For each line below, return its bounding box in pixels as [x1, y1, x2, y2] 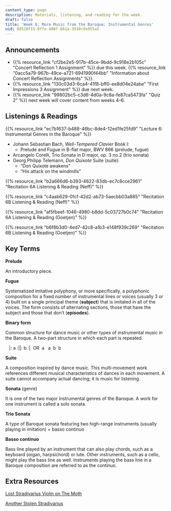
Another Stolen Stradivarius [5, 500, 63, 507]
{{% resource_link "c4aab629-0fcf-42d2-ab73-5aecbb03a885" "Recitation [5, 193, 164, 200]
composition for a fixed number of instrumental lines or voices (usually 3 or [5, 293, 163, 300]
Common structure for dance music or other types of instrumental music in [5, 329, 163, 335]
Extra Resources [5, 477, 59, 485]
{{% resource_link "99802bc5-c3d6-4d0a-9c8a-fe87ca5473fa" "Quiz [12, 92, 161, 98]
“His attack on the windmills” [20, 168, 81, 174]
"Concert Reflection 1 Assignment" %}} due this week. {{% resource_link [12, 65, 166, 71]
